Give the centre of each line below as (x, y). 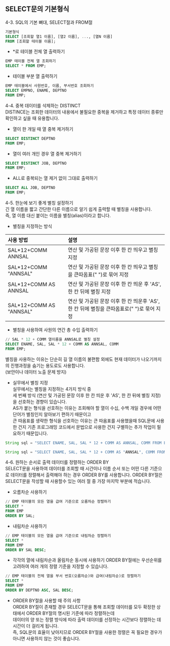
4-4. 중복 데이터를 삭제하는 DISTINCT (43, 105)
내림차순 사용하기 (30, 526)
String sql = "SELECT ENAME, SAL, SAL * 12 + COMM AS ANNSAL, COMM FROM (83, 443)
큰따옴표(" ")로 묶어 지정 (101, 275)
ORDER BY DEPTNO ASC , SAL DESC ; (39, 590)
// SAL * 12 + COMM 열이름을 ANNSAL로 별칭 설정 (53, 339)
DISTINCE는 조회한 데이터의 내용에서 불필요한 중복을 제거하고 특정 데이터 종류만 (84, 112)
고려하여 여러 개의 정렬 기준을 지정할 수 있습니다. (60, 566)
